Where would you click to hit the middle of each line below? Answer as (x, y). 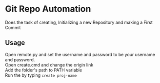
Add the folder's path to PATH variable (44, 70)
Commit (13, 27)
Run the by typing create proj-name (41, 75)
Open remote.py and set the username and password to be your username (80, 54)
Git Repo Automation (48, 9)
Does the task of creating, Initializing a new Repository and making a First (79, 22)
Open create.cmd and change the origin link (49, 65)
